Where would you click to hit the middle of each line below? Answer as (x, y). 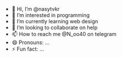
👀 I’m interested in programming (51, 15)
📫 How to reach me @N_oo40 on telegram (64, 34)
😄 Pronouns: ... (31, 42)
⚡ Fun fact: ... (28, 49)
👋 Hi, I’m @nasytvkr (36, 9)
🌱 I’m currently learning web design (55, 21)
